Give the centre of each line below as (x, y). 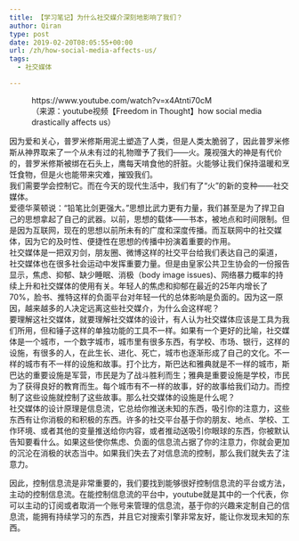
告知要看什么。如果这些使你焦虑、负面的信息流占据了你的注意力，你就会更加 (149, 441)
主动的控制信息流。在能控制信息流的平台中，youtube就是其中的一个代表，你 (149, 494)
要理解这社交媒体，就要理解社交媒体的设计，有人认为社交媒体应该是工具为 (145, 319)
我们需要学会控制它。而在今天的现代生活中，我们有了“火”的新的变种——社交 (149, 185)
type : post (29, 34)
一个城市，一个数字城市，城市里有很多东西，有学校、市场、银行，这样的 (157, 341)
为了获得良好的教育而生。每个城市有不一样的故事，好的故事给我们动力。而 (145, 386)
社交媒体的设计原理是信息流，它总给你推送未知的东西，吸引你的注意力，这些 (149, 408)
